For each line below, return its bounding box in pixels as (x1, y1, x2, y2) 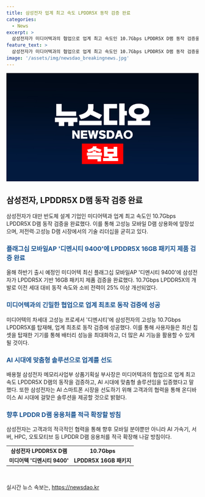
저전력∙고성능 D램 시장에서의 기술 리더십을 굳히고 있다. (19, 228, 148, 235)
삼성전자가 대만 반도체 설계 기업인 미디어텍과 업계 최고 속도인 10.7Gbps (6, 212, 176, 220)
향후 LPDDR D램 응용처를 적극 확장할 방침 (6, 410, 121, 419)
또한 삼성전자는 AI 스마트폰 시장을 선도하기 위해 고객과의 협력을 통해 (19, 386, 181, 393)
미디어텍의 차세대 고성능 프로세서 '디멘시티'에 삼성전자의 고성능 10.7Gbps (6, 316, 181, 323)
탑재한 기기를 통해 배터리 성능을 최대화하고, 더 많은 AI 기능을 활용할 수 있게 (17, 331, 195, 338)
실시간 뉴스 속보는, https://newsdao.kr (6, 484, 99, 491)
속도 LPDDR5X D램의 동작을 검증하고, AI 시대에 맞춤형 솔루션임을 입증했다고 (6, 378, 188, 386)
